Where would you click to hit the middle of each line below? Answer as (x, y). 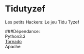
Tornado (13, 41)
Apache (13, 46)
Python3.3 (15, 36)
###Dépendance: (23, 31)
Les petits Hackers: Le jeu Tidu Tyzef (42, 22)
